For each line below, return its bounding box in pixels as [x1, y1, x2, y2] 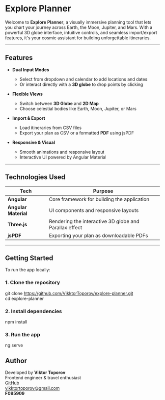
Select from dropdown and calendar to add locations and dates [19, 76, 148, 82]
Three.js [7, 221, 27, 228]
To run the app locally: [5, 267, 51, 273]
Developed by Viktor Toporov [5, 370, 66, 375]
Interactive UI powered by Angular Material [19, 154, 107, 160]
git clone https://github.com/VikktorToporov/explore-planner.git [5, 290, 134, 296]
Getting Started [5, 254, 54, 262]
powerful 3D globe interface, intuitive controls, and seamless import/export [5, 29, 157, 35]
